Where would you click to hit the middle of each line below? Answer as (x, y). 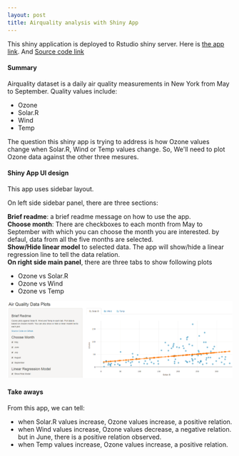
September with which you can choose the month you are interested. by (113, 231)
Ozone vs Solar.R (43, 275)
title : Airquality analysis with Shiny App (73, 22)
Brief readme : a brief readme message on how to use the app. (99, 216)
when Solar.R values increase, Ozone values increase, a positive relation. (125, 422)
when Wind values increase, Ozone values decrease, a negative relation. (124, 429)
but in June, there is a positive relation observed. (90, 437)
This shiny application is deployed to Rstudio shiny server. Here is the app (116, 44)
